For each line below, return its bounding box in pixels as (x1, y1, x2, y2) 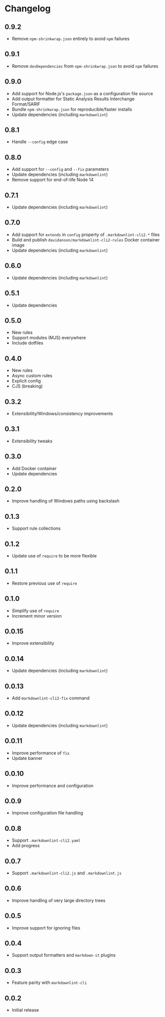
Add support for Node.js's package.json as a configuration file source (11, 90, 154, 96)
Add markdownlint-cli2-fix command (11, 695, 90, 701)
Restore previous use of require (11, 580, 78, 586)
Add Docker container (11, 465, 57, 471)
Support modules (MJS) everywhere (11, 335, 86, 341)
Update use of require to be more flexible (11, 553, 97, 558)
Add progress (11, 843, 40, 849)
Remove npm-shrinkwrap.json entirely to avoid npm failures (11, 36, 129, 41)
